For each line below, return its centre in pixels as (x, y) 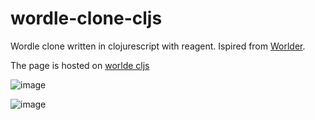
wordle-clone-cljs (86, 18)
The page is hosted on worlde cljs (80, 65)
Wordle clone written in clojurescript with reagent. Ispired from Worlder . (158, 46)
